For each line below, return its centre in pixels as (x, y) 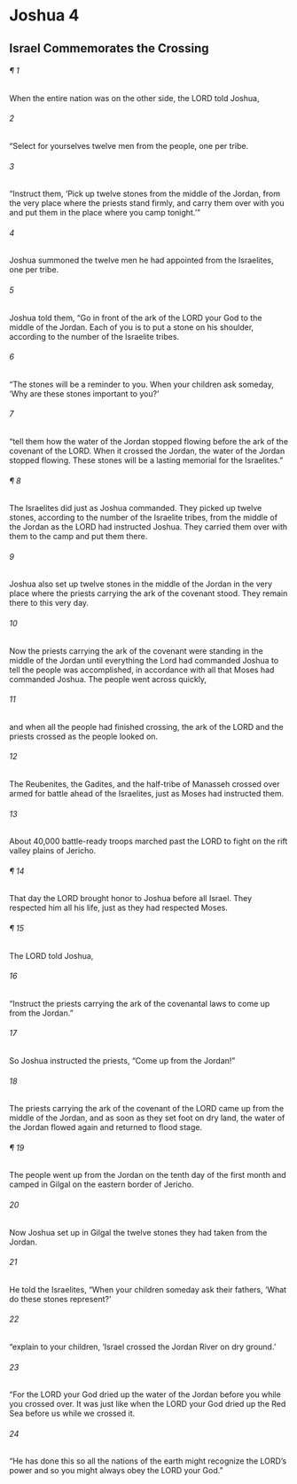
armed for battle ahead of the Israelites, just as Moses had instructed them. (147, 794)
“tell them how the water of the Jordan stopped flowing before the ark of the (149, 441)
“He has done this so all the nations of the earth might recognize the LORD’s (148, 1461)
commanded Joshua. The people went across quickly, (108, 679)
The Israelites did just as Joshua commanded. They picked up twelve (136, 508)
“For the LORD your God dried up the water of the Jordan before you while (145, 1394)
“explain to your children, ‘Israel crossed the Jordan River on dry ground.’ (143, 1347)
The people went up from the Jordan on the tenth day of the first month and (148, 1175)
